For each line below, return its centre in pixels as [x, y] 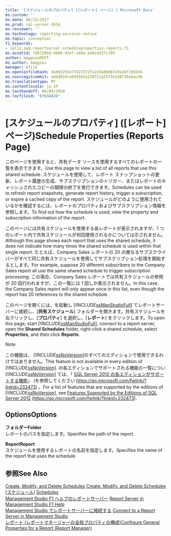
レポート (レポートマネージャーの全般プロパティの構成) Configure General [82, 522]
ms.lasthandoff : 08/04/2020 [35, 91]
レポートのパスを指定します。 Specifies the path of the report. [70, 434]
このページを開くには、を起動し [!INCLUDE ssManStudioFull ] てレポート [81, 305]
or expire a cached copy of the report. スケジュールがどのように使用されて [84, 199]
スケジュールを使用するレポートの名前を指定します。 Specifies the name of [84, 450]
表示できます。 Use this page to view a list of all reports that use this [85, 168]
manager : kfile [21, 67]
